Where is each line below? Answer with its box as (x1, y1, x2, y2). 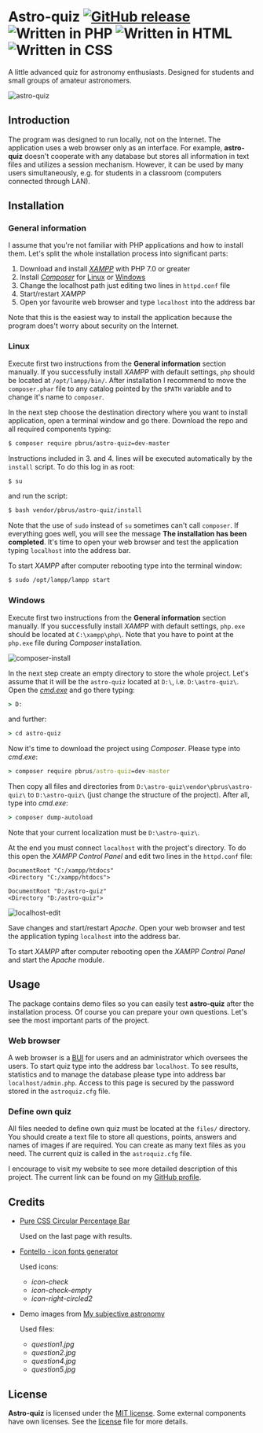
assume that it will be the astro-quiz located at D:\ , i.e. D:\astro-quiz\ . (8, 676, 239, 686)
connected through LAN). (8, 176, 90, 186)
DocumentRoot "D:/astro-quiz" (8, 887, 108, 896)
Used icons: (19, 1262, 59, 1272)
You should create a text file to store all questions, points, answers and (8, 1133, 237, 1142)
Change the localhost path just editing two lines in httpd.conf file (19, 281, 230, 290)
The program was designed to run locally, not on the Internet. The (8, 134, 221, 144)
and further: (8, 714, 47, 724)
